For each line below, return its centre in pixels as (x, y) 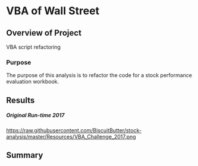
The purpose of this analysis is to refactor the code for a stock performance (99, 75)
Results (21, 100)
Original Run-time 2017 (35, 115)
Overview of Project (44, 33)
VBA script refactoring (34, 47)
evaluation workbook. (33, 82)
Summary (25, 155)
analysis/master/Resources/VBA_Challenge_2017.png (71, 136)
